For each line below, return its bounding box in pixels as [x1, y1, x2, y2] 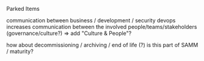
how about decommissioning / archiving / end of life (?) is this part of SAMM [6, 42, 199, 48]
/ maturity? [6, 48, 34, 55]
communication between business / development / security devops [6, 17, 176, 24]
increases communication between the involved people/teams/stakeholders [6, 24, 197, 30]
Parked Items [6, 5, 40, 12]
